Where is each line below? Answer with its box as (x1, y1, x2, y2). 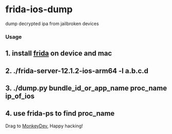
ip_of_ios (5, 92, 35, 101)
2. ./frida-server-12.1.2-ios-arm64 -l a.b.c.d (5, 66, 149, 75)
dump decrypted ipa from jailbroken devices (5, 20, 99, 27)
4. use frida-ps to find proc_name (5, 109, 115, 118)
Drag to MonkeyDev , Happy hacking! (5, 123, 83, 129)
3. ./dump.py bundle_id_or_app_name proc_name (5, 84, 167, 93)
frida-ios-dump (5, 4, 73, 15)
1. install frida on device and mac (5, 49, 112, 58)
